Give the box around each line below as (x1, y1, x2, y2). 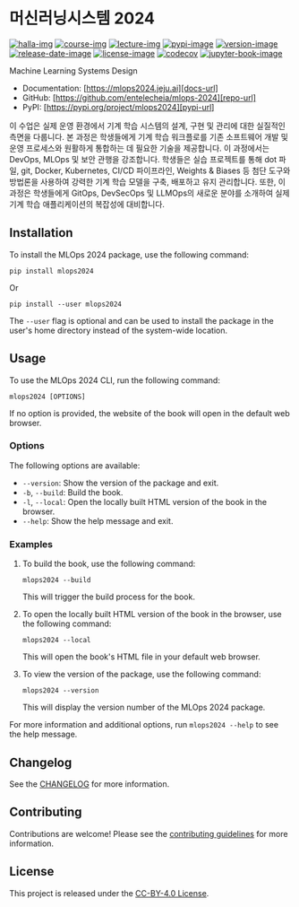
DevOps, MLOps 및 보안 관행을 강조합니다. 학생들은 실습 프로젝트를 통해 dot (9, 153, 278, 164)
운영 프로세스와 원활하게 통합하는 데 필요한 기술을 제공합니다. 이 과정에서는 (9, 143, 270, 153)
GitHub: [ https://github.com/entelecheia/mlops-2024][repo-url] (21, 92, 257, 103)
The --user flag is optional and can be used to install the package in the (9, 315, 275, 326)
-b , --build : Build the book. (21, 486, 124, 498)
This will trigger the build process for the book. (21, 591, 195, 602)
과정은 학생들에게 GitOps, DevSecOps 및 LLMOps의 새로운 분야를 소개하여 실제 (9, 188, 290, 198)
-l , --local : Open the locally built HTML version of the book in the (21, 496, 268, 507)
